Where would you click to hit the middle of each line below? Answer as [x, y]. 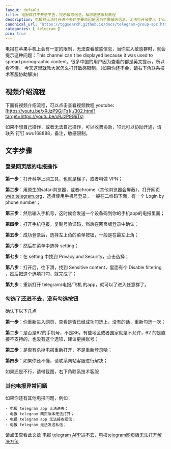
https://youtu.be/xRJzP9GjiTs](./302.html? [51, 111]
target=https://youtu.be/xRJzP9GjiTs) [45, 116]
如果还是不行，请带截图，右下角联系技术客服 [52, 371]
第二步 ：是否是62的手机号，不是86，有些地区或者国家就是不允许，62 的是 [83, 332]
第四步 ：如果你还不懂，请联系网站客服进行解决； [56, 360]
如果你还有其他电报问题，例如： [39, 398]
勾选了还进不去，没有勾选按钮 [42, 299]
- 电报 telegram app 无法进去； [37, 409]
